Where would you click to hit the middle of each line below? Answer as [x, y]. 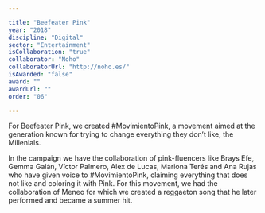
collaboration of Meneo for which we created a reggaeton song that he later [132, 192]
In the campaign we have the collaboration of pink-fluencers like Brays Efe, [131, 158]
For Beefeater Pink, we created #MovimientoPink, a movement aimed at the [132, 126]
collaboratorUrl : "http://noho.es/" [69, 67]
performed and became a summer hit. [70, 200]
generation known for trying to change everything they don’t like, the [121, 134]
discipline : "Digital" [46, 37]
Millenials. [25, 143]
